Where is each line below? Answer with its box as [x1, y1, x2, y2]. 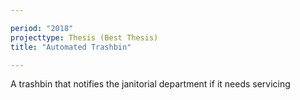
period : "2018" [10, 23, 74, 33]
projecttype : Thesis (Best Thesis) [10, 32, 159, 43]
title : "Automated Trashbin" [10, 42, 132, 52]
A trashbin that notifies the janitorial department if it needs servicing [10, 78, 291, 90]
